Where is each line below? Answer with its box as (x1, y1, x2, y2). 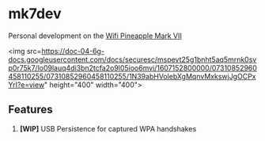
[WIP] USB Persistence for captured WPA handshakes (19, 124, 197, 133)
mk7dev (8, 5, 62, 23)
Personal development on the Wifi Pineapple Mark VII (8, 31, 182, 40)
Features (8, 103, 53, 116)
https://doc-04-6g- (41, 46, 105, 55)
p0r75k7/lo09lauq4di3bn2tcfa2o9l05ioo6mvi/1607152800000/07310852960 (8, 63, 257, 72)
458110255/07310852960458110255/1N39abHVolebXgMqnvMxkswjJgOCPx (8, 71, 256, 81)
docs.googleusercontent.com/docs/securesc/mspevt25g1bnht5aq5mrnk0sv (8, 55, 257, 64)
